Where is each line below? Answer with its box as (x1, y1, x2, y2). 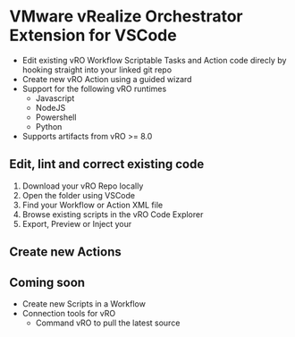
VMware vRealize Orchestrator (9, 6, 243, 27)
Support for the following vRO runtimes (21, 83, 167, 94)
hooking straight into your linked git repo (21, 64, 173, 75)
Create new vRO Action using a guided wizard (21, 73, 192, 84)
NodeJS (35, 102, 66, 113)
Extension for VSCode (9, 25, 177, 46)
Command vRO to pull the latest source (35, 317, 181, 328)
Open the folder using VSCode (21, 190, 136, 200)
